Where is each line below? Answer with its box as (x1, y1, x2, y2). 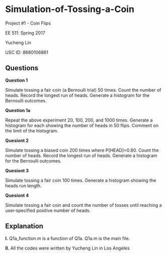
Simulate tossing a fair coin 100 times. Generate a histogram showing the (5, 177, 156, 183)
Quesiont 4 (5, 192, 29, 198)
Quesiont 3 (5, 167, 29, 174)
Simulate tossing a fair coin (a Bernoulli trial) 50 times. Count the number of (5, 87, 161, 93)
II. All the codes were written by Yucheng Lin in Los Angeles (5, 245, 130, 251)
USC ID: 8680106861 (5, 49, 49, 55)
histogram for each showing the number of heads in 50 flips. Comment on (5, 122, 158, 129)
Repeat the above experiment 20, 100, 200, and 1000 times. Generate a (5, 117, 153, 123)
